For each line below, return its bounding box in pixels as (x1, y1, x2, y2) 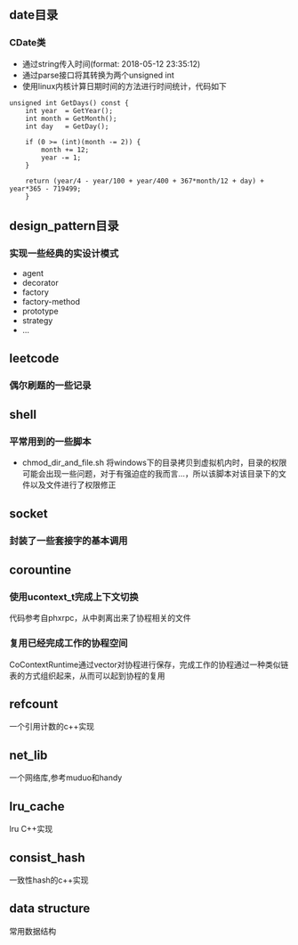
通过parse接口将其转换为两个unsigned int (21, 69, 175, 80)
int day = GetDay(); (25, 122, 109, 131)
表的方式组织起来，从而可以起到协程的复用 (9, 670, 165, 680)
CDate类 (9, 37, 46, 49)
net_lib (9, 747, 48, 762)
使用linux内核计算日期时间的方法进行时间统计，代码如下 (21, 80, 227, 91)
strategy (21, 315, 53, 326)
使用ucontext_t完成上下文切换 (9, 591, 140, 603)
